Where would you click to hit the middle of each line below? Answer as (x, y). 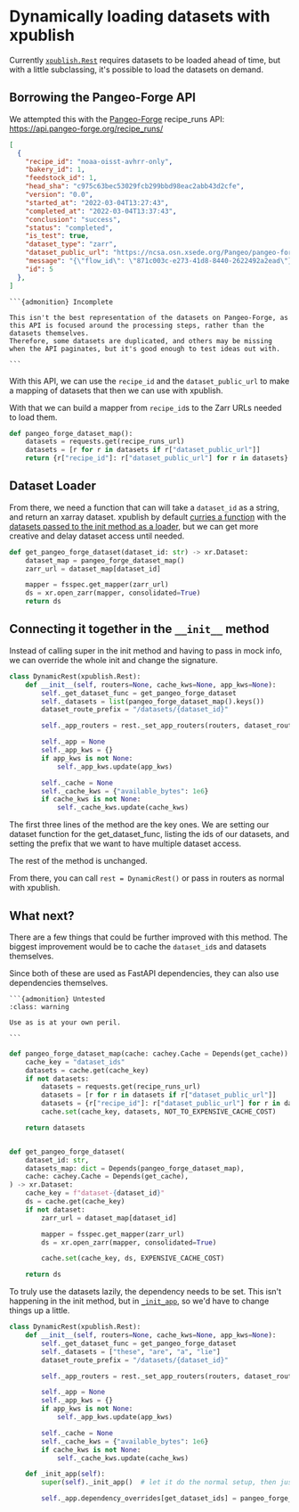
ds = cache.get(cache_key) (75, 1202)
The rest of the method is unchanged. (79, 861)
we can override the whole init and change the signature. (113, 660)
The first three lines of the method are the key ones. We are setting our (139, 825)
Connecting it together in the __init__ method (139, 629)
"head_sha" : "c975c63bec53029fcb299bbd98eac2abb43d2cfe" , (135, 186)
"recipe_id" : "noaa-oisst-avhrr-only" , (99, 161)
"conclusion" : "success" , (73, 219)
